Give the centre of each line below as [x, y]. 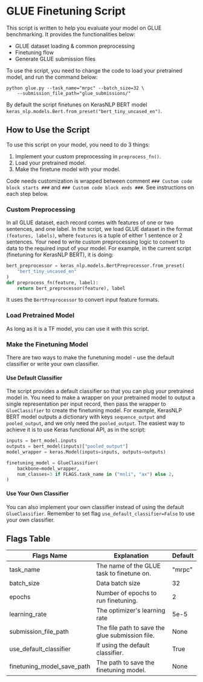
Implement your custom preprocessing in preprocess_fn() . [88, 156]
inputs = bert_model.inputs [42, 441]
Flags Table [28, 538]
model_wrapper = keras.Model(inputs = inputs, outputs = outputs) [86, 452]
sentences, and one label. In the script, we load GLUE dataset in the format [99, 229]
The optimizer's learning [131, 611]
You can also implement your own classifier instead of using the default [95, 507]
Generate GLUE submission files [55, 59]
